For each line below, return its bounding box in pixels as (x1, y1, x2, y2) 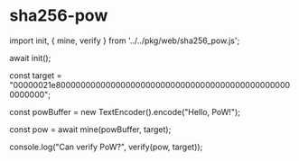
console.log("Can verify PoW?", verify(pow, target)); (9, 141, 203, 152)
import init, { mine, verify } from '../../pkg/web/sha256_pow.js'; (9, 35, 240, 46)
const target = (9, 69, 62, 81)
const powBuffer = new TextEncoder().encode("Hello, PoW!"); (9, 106, 241, 117)
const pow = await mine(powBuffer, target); (9, 123, 172, 135)
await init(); (9, 52, 51, 63)
